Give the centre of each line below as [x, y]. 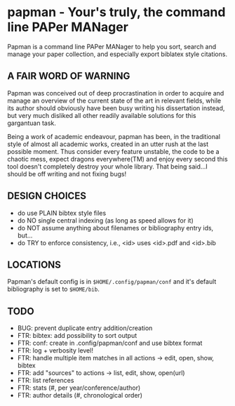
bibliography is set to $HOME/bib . [53, 289]
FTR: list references [46, 381]
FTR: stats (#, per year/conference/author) [79, 388]
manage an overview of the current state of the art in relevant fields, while [114, 100]
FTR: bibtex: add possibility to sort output [77, 336]
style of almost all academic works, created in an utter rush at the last [108, 144]
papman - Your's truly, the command [116, 12]
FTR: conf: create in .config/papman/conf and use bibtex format [110, 343]
